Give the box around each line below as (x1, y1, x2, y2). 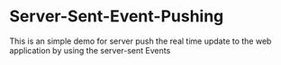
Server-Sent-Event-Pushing (9, 6, 224, 27)
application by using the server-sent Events (9, 45, 171, 55)
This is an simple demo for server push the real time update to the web (9, 36, 272, 46)
